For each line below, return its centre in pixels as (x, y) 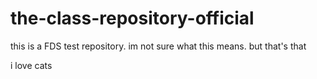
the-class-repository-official (132, 18)
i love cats (31, 65)
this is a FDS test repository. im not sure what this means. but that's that (158, 46)
